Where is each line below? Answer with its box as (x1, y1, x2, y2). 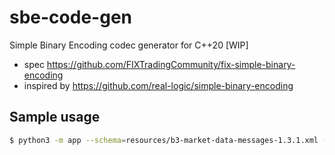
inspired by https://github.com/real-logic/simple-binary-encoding (23, 79, 294, 91)
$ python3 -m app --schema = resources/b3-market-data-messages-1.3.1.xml (9, 135, 319, 145)
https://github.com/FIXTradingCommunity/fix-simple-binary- (46, 58, 296, 70)
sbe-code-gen (9, 6, 132, 29)
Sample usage (9, 109, 101, 126)
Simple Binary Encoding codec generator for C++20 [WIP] (9, 39, 249, 51)
